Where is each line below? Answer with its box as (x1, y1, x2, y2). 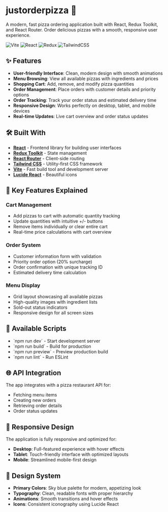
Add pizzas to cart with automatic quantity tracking (13, 213, 120, 219)
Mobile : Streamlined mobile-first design (13, 457, 97, 463)
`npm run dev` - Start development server (13, 338, 100, 344)
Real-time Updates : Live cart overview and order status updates (13, 113, 149, 119)
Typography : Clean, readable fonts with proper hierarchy (13, 490, 133, 496)
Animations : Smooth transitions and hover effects (13, 496, 118, 502)
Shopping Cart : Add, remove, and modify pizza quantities (13, 81, 135, 87)
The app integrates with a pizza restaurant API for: (6, 382, 111, 388)
